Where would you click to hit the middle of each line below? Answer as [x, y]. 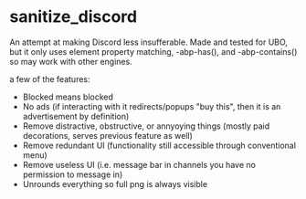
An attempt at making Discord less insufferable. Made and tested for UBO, [148, 42]
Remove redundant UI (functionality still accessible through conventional [159, 145]
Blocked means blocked [68, 97]
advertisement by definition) [76, 116]
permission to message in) [73, 174]
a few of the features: [50, 79]
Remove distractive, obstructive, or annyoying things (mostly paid [146, 126]
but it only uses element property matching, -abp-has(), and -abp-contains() [153, 51]
